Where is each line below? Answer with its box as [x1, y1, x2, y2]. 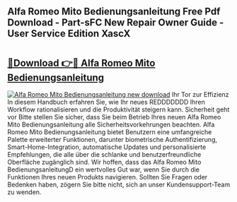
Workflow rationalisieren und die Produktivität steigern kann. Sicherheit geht [7, 105, 230, 114]
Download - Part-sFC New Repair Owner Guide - [7, 17, 224, 29]
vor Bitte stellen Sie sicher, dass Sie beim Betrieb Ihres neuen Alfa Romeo [7, 113, 221, 121]
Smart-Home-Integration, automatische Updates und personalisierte [7, 143, 207, 151]
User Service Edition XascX [7, 28, 131, 40]
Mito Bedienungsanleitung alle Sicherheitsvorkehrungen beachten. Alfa [7, 120, 215, 129]
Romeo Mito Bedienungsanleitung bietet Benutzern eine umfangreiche [7, 128, 212, 136]
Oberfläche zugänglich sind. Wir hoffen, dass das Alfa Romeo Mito [7, 158, 202, 166]
